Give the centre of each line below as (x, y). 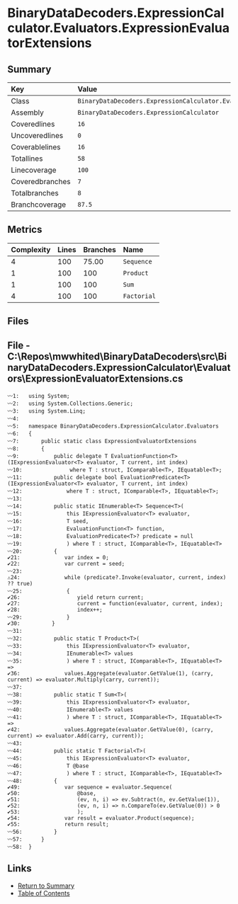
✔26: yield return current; (75, 597)
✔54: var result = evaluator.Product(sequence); (101, 818)
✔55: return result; (58, 825)
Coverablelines (36, 147)
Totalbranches (35, 193)
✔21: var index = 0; (58, 558)
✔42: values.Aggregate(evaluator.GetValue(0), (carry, (110, 730)
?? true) (20, 584)
